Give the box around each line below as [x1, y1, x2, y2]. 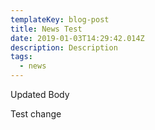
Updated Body [10, 89, 70, 100]
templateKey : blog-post [10, 14, 110, 25]
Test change [10, 108, 62, 120]
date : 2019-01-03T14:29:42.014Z [10, 33, 145, 43]
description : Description [10, 42, 118, 53]
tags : [10, 52, 33, 62]
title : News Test [10, 24, 83, 34]
